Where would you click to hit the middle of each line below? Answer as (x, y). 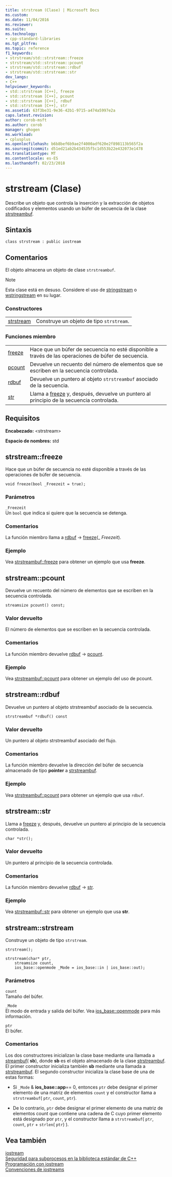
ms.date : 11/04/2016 (27, 20)
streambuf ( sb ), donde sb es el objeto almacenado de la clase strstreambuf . (85, 1061)
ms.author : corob (24, 125)
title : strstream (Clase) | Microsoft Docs (52, 10)
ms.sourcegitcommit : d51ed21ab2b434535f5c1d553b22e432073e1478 (74, 149)
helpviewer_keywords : (28, 86)
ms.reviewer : (19, 24)
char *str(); (19, 839)
